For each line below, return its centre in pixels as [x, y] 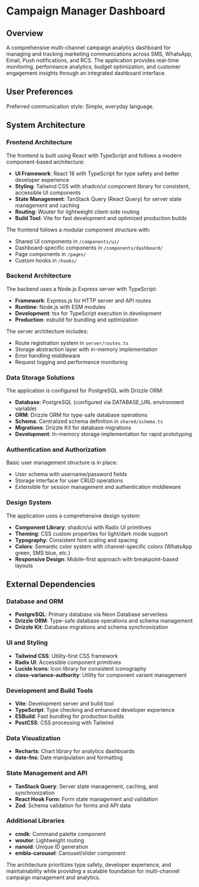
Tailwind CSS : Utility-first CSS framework [66, 656]
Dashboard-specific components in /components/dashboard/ [89, 248]
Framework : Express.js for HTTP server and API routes [83, 300]
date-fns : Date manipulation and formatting [69, 757]
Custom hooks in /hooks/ [46, 260]
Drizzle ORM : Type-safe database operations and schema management [104, 621]
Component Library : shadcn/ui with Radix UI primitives [83, 527]
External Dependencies [51, 584]
